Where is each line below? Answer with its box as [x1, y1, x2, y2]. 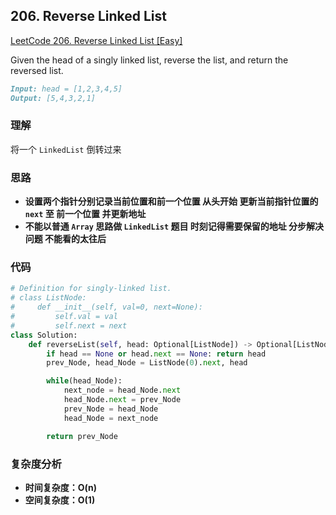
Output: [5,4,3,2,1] [10, 93, 97, 103]
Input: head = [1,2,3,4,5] [10, 84, 123, 94]
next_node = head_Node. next [63, 385, 182, 396]
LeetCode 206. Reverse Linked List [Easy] [10, 34, 183, 46]
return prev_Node [46, 431, 118, 441]
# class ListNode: [10, 293, 87, 303]
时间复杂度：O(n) [24, 481, 98, 493]
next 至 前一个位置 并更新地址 [24, 208, 147, 220]
